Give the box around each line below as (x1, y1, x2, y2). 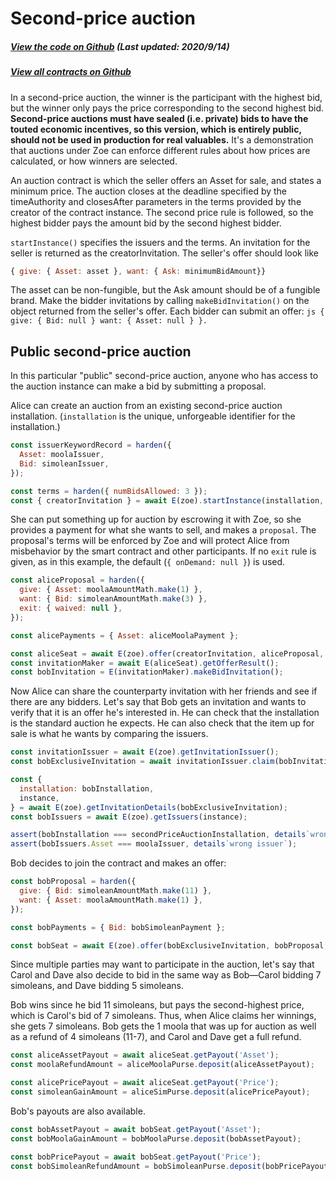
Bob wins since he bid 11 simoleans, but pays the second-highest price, (10, 999, 305, 1011)
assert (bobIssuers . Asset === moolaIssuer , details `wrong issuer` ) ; (10, 839, 298, 849)
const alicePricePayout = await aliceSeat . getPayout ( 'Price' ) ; (10, 1078, 280, 1088)
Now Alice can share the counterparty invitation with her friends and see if (10, 685, 318, 697)
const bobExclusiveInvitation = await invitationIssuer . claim (10, 757, 275, 767)
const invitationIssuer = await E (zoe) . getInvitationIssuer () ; (10, 747, 280, 757)
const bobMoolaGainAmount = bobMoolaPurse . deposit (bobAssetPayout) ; (10, 1133, 302, 1144)
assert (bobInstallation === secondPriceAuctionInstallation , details (10, 830, 307, 840)
